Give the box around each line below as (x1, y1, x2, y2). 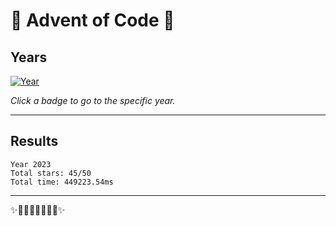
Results (10, 133, 59, 150)
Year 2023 (10, 159, 52, 169)
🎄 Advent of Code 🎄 (10, 9, 175, 32)
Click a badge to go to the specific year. (10, 95, 176, 106)
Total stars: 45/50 (10, 168, 92, 178)
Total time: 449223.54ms (10, 177, 114, 187)
